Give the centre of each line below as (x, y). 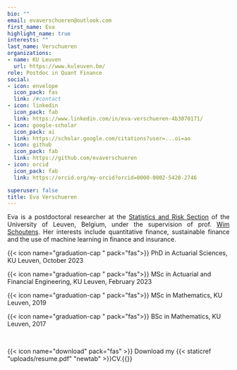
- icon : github (30, 145)
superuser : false (33, 190)
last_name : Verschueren (42, 47)
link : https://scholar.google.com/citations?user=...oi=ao (102, 138)
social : (19, 79)
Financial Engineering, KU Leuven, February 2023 (80, 282)
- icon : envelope (33, 86)
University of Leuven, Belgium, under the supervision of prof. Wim (119, 224)
